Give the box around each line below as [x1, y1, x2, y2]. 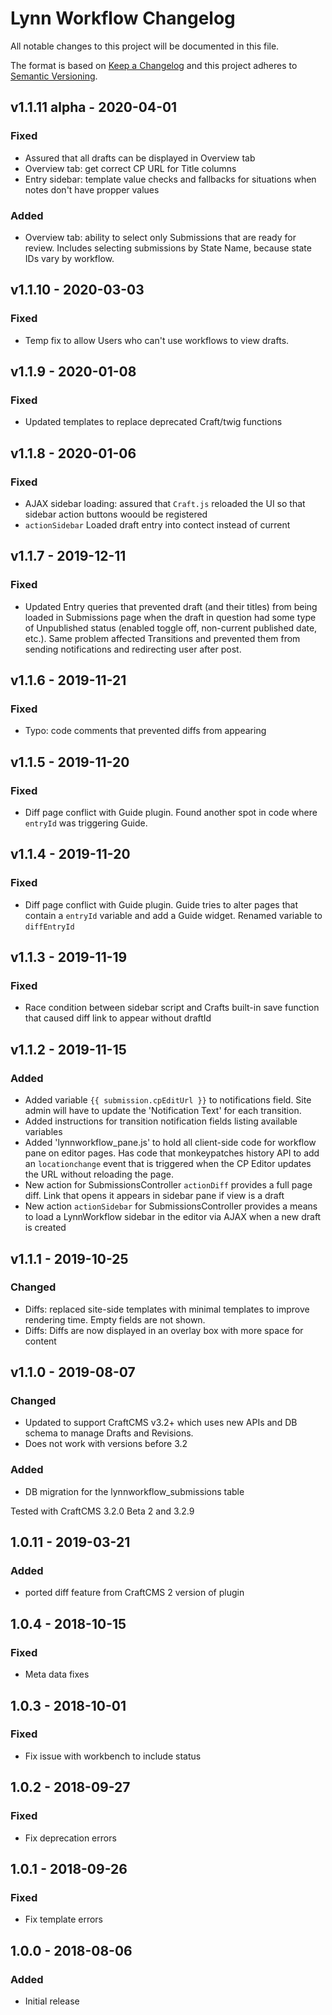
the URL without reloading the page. [24, 1168, 174, 1181]
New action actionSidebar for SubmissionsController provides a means [24, 1200, 318, 1212]
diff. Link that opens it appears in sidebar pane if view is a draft [24, 1190, 285, 1202]
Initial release [24, 1995, 80, 2007]
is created [24, 1222, 67, 1234]
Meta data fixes [24, 1668, 90, 1681]
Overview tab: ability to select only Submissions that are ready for [24, 231, 297, 243]
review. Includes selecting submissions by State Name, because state [24, 242, 312, 254]
